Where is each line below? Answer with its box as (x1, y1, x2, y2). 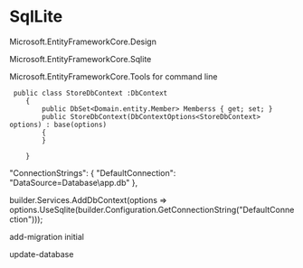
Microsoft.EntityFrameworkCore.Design (9, 36, 156, 47)
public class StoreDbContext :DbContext (13, 88, 168, 97)
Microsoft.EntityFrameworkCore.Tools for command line (9, 70, 218, 82)
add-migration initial (9, 231, 84, 242)
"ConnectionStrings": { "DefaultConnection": (9, 167, 176, 178)
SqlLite (9, 6, 63, 27)
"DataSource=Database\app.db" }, (9, 177, 138, 188)
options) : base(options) (9, 120, 107, 129)
